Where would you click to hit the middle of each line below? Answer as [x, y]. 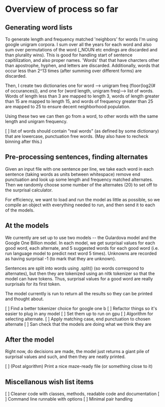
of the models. [20, 210]
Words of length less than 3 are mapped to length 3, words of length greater [82, 96]
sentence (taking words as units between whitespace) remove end [73, 174]
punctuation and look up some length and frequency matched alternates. [79, 180]
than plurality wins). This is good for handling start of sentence [69, 55]
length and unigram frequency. [36, 121]
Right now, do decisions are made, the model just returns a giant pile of [77, 352]
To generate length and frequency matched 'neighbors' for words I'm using [82, 39]
